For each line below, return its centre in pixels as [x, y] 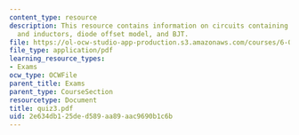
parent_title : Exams [48, 83]
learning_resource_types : [57, 59]
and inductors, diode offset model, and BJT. [103, 34]
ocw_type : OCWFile [43, 75]
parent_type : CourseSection [61, 91]
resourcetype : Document [53, 100]
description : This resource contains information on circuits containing [149, 26]
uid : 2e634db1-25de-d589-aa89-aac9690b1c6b [91, 116]
